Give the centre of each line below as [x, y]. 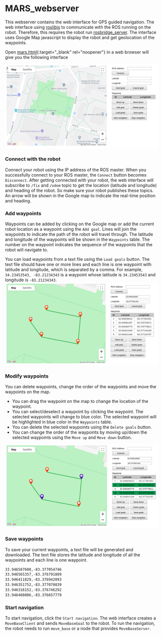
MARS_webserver [42, 9]
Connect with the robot [33, 159]
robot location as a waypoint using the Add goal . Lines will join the [71, 229]
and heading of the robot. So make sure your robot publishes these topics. [79, 190]
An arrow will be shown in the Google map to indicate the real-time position [80, 196]
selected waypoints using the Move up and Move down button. [72, 437]
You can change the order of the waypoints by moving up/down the [80, 432]
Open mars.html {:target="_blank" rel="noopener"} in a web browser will [77, 52]
